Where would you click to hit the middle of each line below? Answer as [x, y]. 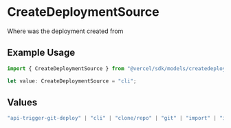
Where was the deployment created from [65, 31]
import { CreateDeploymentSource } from [66, 68]
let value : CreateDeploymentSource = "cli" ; [72, 81]
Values [22, 102]
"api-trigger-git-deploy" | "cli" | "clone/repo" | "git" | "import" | [112, 118]
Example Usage [41, 53]
